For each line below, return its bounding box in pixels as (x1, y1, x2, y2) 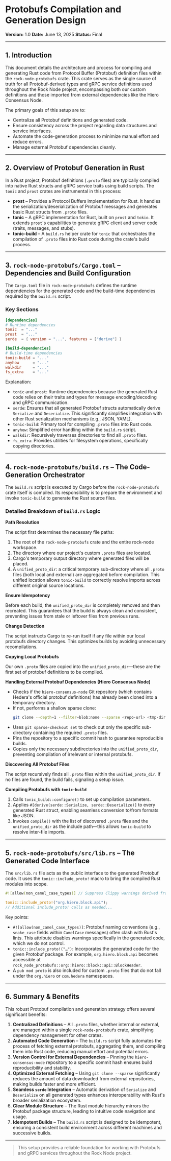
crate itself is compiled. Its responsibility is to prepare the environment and (5, 489, 162, 496)
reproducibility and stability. (12, 1064, 71, 1071)
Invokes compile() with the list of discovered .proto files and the (12, 818, 149, 824)
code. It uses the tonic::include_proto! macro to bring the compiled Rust (5, 875, 161, 882)
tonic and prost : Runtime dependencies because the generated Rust (12, 389, 158, 395)
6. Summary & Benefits (5, 992, 80, 1001)
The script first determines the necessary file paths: (5, 529, 115, 535)
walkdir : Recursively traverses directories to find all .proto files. (12, 432, 148, 438)
